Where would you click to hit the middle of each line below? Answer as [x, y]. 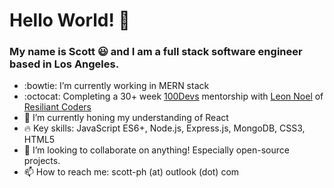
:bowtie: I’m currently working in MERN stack [116, 86]
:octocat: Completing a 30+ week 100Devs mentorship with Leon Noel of [173, 96]
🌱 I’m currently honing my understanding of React [126, 118]
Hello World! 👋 [70, 20]
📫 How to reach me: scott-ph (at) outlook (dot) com [131, 172]
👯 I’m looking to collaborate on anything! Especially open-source [156, 150]
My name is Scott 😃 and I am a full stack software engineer [156, 52]
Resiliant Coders [57, 107]
